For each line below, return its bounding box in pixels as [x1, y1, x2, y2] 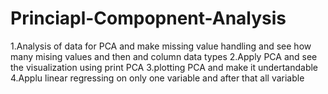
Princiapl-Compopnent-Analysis [10, 7, 287, 30]
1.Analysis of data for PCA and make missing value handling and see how [10, 40, 312, 52]
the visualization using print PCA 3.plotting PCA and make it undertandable [10, 61, 319, 73]
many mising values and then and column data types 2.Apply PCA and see [10, 50, 318, 62]
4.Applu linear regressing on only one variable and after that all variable [10, 72, 305, 84]
